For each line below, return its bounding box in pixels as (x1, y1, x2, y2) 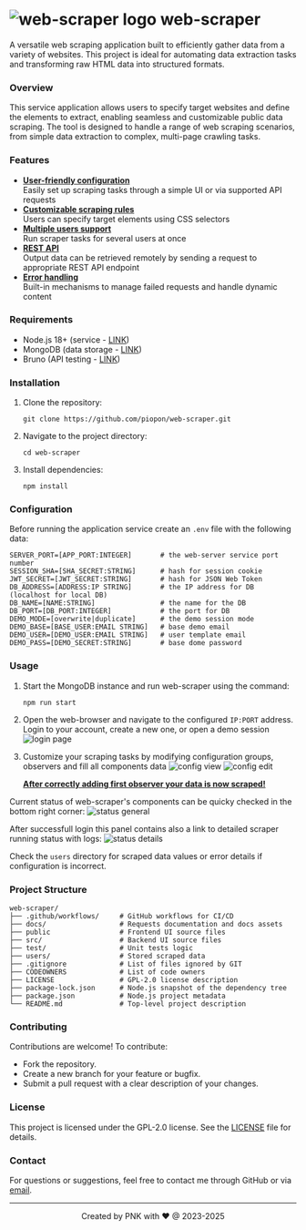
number (9, 559, 35, 569)
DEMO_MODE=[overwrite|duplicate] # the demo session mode (9, 615, 255, 624)
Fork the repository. (22, 1059, 97, 1070)
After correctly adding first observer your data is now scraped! (22, 778, 266, 789)
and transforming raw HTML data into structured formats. (9, 58, 225, 69)
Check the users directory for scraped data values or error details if (9, 850, 262, 861)
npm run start (22, 698, 76, 707)
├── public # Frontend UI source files (9, 928, 226, 938)
